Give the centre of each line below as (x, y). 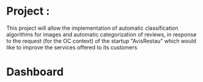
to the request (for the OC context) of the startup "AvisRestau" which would (102, 41)
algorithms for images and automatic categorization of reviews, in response (102, 34)
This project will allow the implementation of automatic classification (92, 28)
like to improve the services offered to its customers (72, 47)
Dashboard (35, 72)
